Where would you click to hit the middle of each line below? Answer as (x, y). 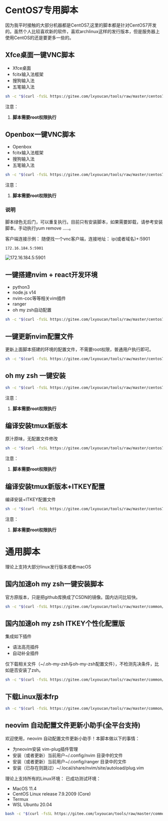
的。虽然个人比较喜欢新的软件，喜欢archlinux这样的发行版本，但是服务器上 (82, 31)
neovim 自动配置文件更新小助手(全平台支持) (73, 726)
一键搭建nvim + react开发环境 (51, 274)
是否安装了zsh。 (26, 670)
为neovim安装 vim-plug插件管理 (45, 749)
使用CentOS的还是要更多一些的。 (39, 38)
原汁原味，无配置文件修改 (31, 439)
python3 (21, 287)
